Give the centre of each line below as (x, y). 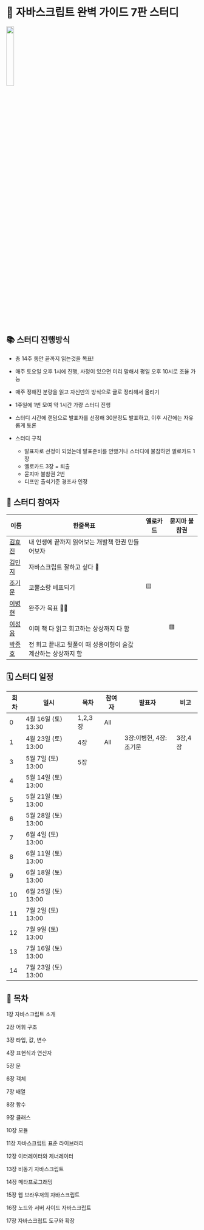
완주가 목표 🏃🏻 (48, 608)
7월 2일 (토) (42, 911)
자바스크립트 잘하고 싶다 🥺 (63, 567)
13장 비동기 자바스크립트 (35, 1169)
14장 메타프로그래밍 (29, 1182)
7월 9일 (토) (42, 929)
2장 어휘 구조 (22, 1027)
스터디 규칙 (28, 438)
